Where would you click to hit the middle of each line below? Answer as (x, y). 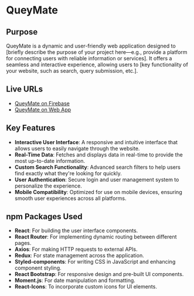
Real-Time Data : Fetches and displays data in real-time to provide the (98, 154)
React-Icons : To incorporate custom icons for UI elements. (86, 287)
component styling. (38, 268)
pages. (23, 243)
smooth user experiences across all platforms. (71, 198)
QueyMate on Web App (43, 110)
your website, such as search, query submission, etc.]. (72, 71)
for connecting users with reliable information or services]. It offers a (89, 58)
